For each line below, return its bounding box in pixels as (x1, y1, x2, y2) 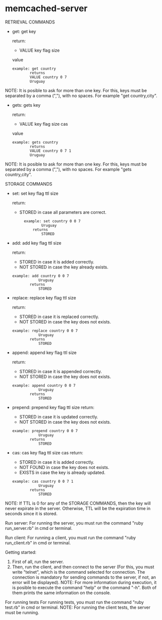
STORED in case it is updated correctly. (19, 413, 98, 419)
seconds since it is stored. (5, 510, 57, 516)
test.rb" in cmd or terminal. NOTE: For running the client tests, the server (5, 604, 151, 610)
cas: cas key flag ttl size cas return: (12, 450, 84, 455)
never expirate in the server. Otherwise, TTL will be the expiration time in (5, 505, 151, 511)
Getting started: (5, 549, 36, 555)
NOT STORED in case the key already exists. (19, 264, 108, 270)
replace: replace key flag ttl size (12, 295, 76, 301)
